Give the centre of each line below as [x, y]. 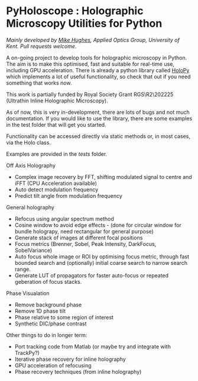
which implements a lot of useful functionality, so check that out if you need [98, 76]
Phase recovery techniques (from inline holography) [78, 372]
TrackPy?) [27, 353]
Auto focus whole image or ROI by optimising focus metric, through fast [102, 257]
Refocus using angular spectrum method [64, 219]
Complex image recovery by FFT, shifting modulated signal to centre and [103, 177]
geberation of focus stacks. [48, 281]
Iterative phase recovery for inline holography [70, 359]
